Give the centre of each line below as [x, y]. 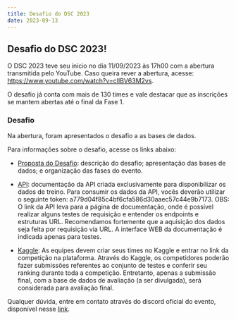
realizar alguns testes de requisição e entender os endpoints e [108, 214]
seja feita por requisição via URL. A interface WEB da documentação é [120, 229]
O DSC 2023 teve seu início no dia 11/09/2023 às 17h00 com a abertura [111, 66]
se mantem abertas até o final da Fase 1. [66, 102]
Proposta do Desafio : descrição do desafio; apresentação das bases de [122, 163]
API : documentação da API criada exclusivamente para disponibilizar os [122, 184]
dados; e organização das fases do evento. [80, 171]
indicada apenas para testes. [60, 236]
